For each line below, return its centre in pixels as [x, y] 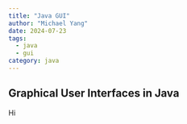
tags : [17, 38]
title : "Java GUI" [39, 16]
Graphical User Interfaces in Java [94, 93]
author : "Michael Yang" [48, 23]
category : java [34, 61]
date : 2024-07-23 [37, 31]
